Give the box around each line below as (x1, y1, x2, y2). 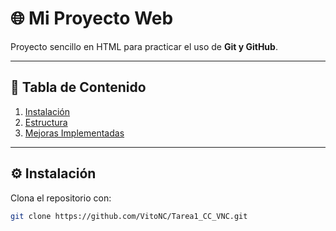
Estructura (24, 116, 68, 128)
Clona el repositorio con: (10, 192, 112, 204)
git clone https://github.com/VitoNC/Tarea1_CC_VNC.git (10, 211, 248, 221)
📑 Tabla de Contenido (10, 79, 147, 96)
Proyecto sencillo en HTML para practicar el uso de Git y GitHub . (10, 40, 278, 52)
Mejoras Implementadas (24, 127, 125, 139)
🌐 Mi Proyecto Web (10, 7, 174, 30)
